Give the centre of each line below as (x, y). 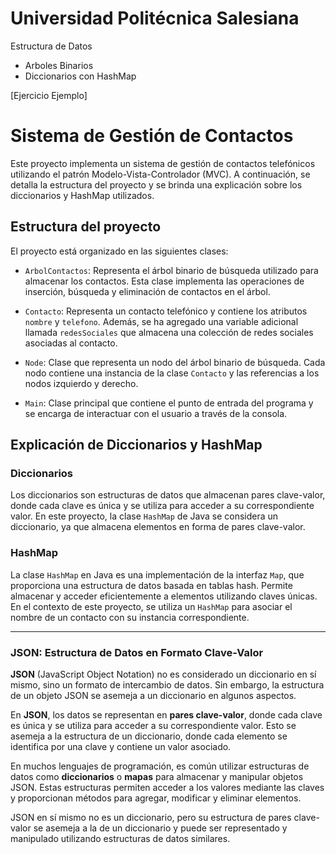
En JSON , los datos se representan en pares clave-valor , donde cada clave (166, 714)
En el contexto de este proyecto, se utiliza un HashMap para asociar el (151, 606)
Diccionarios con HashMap (80, 76)
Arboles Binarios (59, 65)
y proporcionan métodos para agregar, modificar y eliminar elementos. (156, 798)
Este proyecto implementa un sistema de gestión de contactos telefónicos (163, 163)
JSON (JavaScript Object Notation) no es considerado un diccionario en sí (163, 674)
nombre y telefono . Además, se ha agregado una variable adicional (161, 321)
